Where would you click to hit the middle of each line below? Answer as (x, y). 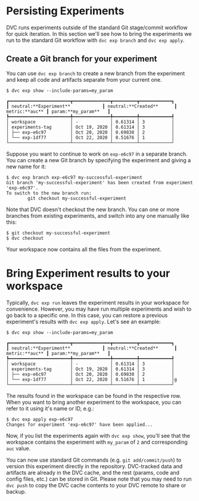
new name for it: (26, 166)
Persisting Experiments (65, 11)
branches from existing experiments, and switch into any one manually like (98, 215)
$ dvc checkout (25, 238)
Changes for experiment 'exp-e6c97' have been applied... (80, 425)
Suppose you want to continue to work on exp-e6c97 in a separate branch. (97, 154)
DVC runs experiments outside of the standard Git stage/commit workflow (97, 27)
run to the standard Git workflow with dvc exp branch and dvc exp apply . (95, 40)
